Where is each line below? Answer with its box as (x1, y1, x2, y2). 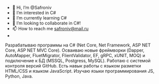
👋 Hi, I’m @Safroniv (12, 5, 52, 10)
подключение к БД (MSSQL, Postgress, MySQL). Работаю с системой (5, 58, 151, 63)
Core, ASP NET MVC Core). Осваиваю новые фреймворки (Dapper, (5, 47, 145, 53)
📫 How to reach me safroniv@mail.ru (12, 26, 89, 31)
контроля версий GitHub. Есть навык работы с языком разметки (5, 63, 141, 68)
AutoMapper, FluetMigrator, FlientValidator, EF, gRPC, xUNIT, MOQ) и (5, 53, 145, 58)
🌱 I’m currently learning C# (12, 15, 67, 21)
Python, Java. (5, 73, 33, 79)
